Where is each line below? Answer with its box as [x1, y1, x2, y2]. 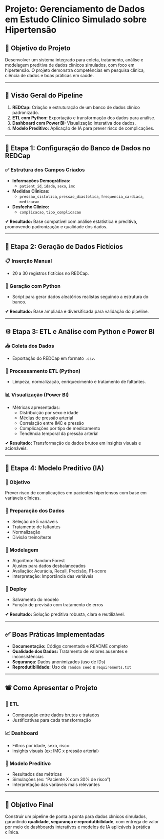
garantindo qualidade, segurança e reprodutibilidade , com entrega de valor [5, 819, 159, 825]
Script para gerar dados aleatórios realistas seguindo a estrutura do [12, 294, 149, 300]
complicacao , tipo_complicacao [19, 209, 82, 215]
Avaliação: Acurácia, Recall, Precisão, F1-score [12, 568, 106, 574]
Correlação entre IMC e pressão [19, 420, 84, 426]
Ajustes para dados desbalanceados [12, 563, 86, 569]
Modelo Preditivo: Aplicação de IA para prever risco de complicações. [12, 125, 155, 131]
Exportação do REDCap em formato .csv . [12, 355, 95, 361]
